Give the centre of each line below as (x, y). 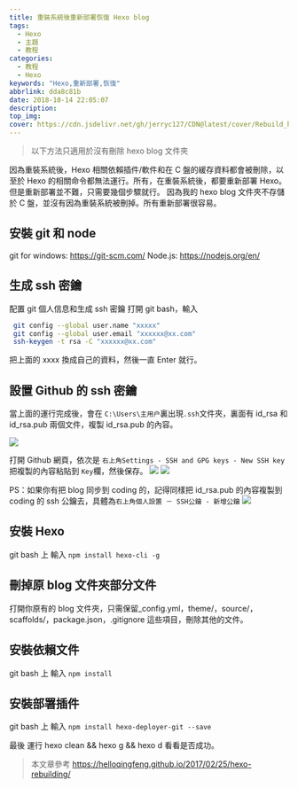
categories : (31, 59)
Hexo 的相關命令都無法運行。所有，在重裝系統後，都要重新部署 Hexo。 (156, 181)
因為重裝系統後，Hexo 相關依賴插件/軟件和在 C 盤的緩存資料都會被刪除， (143, 170)
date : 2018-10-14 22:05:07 (59, 100)
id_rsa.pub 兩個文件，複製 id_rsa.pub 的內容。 (94, 425)
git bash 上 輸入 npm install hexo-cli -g (85, 554)
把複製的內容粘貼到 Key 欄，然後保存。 (78, 472)
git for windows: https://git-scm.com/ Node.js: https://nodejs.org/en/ (134, 255)
